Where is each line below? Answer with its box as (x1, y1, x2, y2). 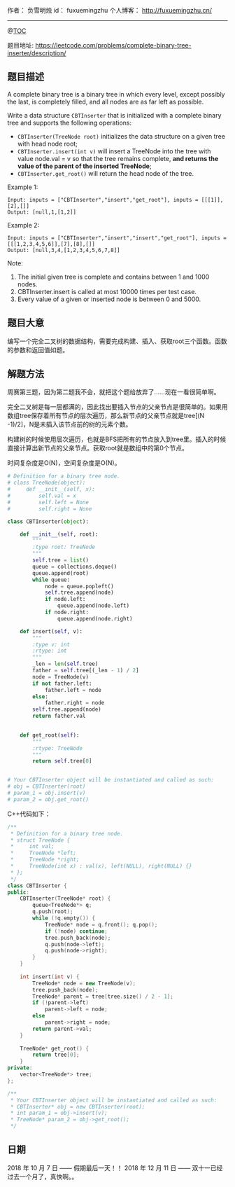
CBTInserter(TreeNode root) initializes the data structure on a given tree (17, 132, 226, 140)
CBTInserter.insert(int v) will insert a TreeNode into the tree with (17, 146, 211, 155)
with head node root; (17, 139, 78, 148)
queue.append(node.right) (57, 615, 133, 622)
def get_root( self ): (20, 731, 80, 739)
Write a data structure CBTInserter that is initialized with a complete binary (7, 111, 222, 119)
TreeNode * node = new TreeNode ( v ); (32, 980, 136, 987)
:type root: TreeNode (32, 543, 96, 551)
